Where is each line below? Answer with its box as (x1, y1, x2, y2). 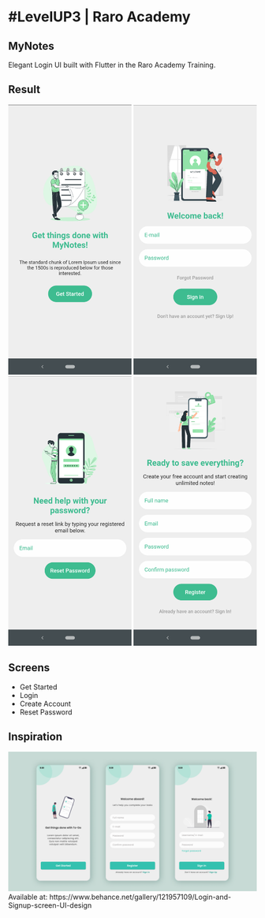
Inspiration (8, 730, 63, 744)
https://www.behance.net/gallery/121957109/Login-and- (49, 892, 232, 902)
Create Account (19, 699, 71, 708)
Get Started (19, 682, 58, 692)
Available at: (8, 892, 48, 902)
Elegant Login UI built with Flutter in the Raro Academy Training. (8, 60, 216, 69)
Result (8, 83, 41, 96)
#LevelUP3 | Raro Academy (8, 8, 191, 26)
